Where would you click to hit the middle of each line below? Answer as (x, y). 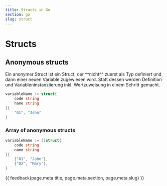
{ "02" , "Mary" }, (31, 164)
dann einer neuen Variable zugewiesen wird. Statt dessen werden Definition (83, 79)
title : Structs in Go (28, 10)
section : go (18, 14)
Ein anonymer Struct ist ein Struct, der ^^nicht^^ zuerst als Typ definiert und (83, 74)
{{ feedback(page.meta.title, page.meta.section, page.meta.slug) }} (75, 178)
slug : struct (19, 19)
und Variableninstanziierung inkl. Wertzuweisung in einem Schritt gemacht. (83, 85)
